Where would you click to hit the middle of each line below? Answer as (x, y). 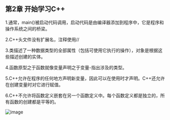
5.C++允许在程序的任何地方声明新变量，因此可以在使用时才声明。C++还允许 (85, 78)
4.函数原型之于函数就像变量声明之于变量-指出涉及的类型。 (66, 67)
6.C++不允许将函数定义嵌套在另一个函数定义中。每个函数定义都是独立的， (83, 95)
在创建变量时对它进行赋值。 (34, 84)
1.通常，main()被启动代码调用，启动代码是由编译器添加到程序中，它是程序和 (84, 22)
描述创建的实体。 (27, 56)
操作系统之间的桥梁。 (27, 28)
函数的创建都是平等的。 (34, 102)
